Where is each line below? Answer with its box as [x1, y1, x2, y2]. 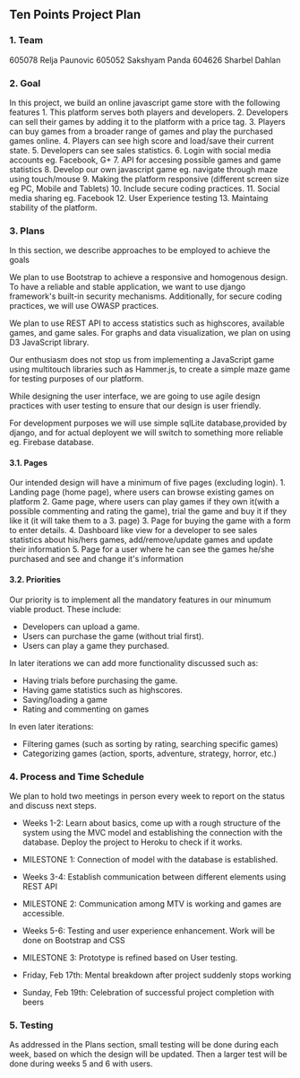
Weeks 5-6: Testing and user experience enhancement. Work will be [21, 925, 276, 936]
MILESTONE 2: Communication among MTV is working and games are [21, 898, 282, 909]
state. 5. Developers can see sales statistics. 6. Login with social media [9, 145, 271, 155]
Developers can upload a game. [21, 621, 141, 632]
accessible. [21, 907, 65, 918]
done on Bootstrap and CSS [21, 934, 125, 945]
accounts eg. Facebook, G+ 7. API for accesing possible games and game [9, 154, 282, 165]
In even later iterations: [9, 721, 94, 732]
